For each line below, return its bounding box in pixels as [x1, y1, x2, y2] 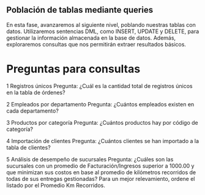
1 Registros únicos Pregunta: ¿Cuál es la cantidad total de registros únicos [6, 82, 193, 89]
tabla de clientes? [6, 144, 51, 151]
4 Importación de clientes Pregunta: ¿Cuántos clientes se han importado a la [6, 137, 199, 144]
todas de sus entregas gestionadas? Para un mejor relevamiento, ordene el [6, 175, 195, 182]
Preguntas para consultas [6, 62, 141, 76]
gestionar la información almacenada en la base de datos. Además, [6, 34, 176, 42]
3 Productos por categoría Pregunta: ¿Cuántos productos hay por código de [6, 119, 198, 126]
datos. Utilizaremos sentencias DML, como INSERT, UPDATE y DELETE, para [6, 28, 199, 35]
